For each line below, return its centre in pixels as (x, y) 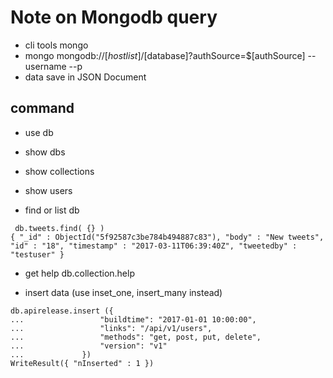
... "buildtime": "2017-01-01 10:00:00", (133, 319)
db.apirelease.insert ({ (62, 311)
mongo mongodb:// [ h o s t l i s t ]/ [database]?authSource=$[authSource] (165, 55)
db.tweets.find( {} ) (59, 228)
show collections (59, 171)
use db (39, 132)
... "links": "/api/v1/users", (111, 328)
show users (48, 190)
